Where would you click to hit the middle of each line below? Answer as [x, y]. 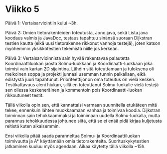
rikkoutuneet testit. [24, 95]
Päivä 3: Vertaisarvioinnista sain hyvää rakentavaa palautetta [68, 58]
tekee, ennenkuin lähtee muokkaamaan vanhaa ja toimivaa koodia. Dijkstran [83, 110]
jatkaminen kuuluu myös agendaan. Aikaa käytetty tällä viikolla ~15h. [75, 146]
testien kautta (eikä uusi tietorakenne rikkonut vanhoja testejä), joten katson [83, 43]
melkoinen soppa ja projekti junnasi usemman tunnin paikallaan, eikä [76, 74]
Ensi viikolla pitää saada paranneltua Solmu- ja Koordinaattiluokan [73, 136]
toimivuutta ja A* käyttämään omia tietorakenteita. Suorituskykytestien [77, 141]
